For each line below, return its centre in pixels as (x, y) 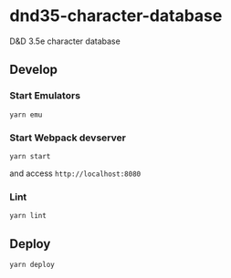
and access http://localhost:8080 (75, 173)
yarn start (30, 156)
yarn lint (28, 216)
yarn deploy (32, 265)
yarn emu (26, 115)
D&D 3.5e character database (65, 41)
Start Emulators (45, 96)
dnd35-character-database (116, 16)
